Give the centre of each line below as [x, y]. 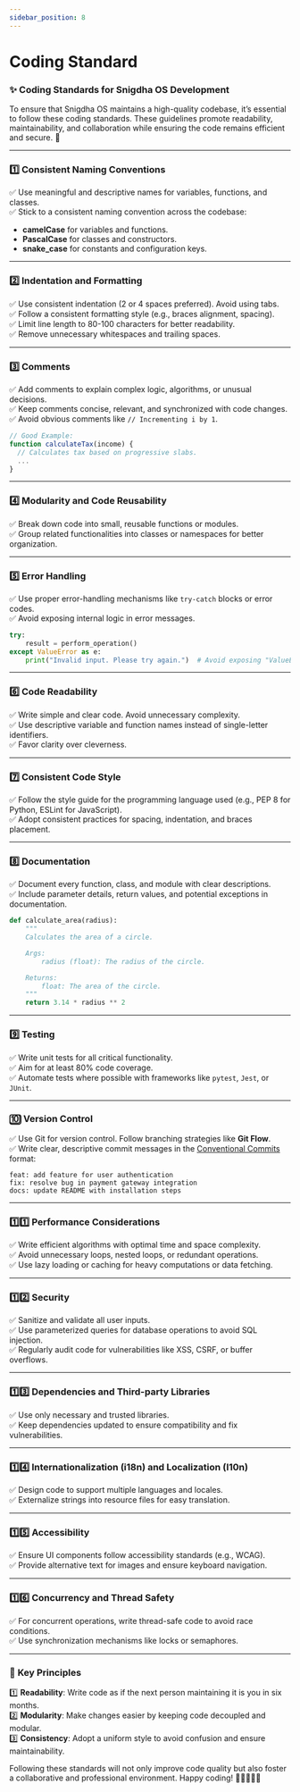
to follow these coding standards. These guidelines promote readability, [141, 119]
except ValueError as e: [55, 652]
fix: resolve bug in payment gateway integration [104, 1183]
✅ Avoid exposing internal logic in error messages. [102, 618]
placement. [30, 829]
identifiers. [29, 734]
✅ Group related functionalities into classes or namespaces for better [137, 533]
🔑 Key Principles [46, 1672]
